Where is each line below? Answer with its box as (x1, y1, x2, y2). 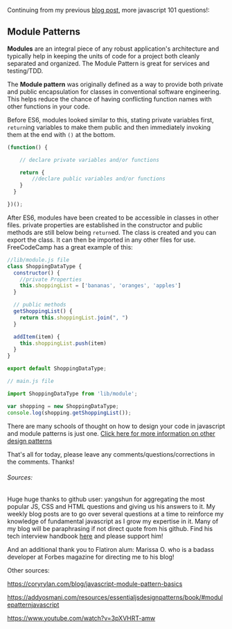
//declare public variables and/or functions (32, 175, 166, 183)
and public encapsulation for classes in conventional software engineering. (7, 87, 222, 96)
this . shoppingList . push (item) (19, 340, 107, 347)
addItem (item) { (13, 333, 60, 340)
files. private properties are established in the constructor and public (7, 220, 203, 229)
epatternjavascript (7, 601, 60, 609)
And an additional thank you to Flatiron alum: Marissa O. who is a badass (7, 545, 215, 553)
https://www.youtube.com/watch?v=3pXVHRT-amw (7, 614, 156, 622)
